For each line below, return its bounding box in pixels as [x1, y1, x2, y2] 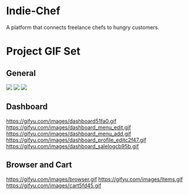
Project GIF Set [6, 44, 81, 58]
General [6, 68, 37, 78]
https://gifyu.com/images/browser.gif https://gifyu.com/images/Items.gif [6, 175, 183, 183]
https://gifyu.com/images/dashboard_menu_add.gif [6, 130, 131, 137]
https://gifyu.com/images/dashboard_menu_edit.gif [6, 123, 131, 131]
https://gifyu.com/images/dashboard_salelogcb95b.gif [6, 142, 139, 149]
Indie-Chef [6, 4, 61, 18]
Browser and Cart [6, 160, 73, 170]
